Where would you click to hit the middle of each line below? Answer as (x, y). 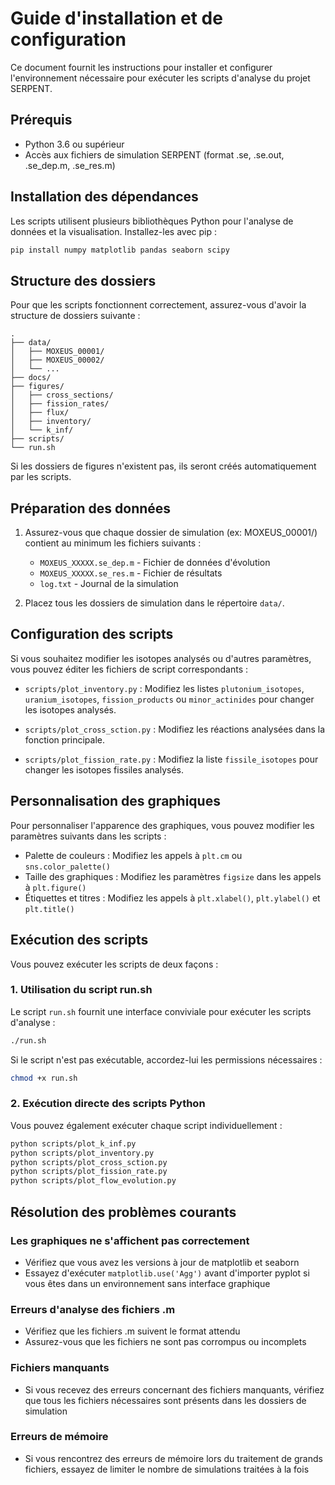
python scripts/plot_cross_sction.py (89, 1162)
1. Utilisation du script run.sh (81, 990)
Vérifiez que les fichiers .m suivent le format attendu (132, 1331)
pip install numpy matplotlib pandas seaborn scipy (120, 250)
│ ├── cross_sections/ (62, 395)
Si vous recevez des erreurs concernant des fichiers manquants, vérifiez (174, 1389)
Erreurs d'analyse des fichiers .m (93, 1309)
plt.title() (49, 909)
